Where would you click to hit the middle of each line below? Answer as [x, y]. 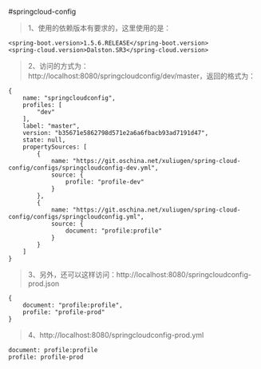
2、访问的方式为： [58, 66]
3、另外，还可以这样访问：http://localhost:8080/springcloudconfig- [139, 274]
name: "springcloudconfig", [69, 98]
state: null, [44, 140]
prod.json [43, 284]
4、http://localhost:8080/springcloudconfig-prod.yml [116, 335]
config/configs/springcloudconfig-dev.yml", [83, 168]
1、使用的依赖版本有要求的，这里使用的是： [99, 28]
